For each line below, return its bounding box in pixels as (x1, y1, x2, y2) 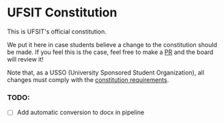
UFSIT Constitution (7, 5, 117, 20)
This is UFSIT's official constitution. (7, 27, 107, 36)
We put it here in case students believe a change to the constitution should (7, 40, 217, 49)
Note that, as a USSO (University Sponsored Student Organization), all (7, 68, 205, 77)
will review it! (7, 55, 44, 63)
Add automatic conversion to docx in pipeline (16, 108, 145, 117)
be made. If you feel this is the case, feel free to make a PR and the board (7, 48, 214, 56)
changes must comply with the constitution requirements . (7, 75, 169, 83)
